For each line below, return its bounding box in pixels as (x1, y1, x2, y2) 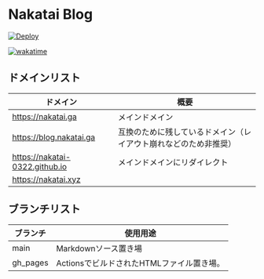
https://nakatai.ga (12, 111, 77, 122)
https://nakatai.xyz (12, 174, 81, 185)
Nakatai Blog (8, 5, 93, 24)
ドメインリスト (8, 71, 81, 85)
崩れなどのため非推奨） (148, 138, 236, 149)
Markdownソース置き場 (56, 243, 143, 254)
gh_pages (12, 257, 49, 268)
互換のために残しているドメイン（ (117, 126, 244, 137)
